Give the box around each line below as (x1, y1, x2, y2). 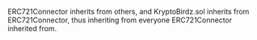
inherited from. (7, 24, 57, 33)
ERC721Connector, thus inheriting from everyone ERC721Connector (7, 15, 233, 25)
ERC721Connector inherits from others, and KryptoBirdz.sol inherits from (7, 7, 250, 16)
